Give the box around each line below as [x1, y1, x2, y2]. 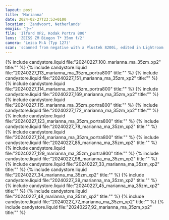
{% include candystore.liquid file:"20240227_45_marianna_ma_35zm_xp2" [5, 183, 160, 189]
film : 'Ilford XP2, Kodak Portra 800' [5, 31, 87, 36]
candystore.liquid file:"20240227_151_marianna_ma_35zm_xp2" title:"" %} [5, 75, 158, 81]
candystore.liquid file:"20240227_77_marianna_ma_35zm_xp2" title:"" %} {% [5, 198, 164, 205]
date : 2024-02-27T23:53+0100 [5, 17, 67, 22]
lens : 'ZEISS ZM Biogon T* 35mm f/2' [5, 36, 85, 41]
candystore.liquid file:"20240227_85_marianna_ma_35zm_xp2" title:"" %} [5, 140, 157, 146]
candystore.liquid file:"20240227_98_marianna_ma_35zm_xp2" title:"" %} [5, 155, 158, 162]
